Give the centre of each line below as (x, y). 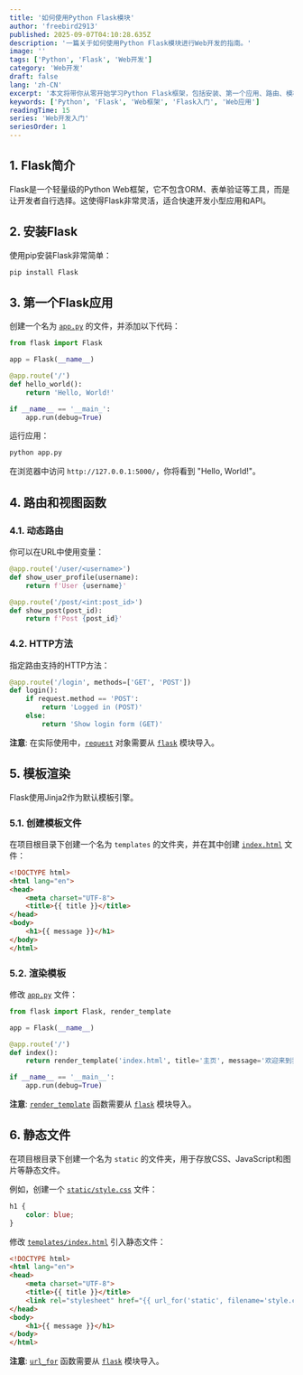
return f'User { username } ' (76, 585)
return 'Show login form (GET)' (103, 724)
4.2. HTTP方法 (41, 644)
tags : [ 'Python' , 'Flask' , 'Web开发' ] (81, 60)
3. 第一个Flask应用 (61, 302)
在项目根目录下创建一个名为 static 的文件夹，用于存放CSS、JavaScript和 (147, 1158)
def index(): (34, 1052)
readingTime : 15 (40, 110)
